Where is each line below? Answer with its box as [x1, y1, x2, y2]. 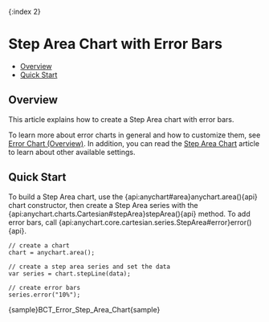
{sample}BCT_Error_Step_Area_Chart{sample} [8, 304, 161, 314]
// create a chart [8, 241, 70, 250]
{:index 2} [8, 7, 42, 16]
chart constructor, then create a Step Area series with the [8, 200, 198, 210]
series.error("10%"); [8, 291, 81, 299]
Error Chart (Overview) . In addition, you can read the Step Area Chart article [8, 138, 259, 148]
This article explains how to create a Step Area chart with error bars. [8, 114, 234, 124]
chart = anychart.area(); [8, 248, 95, 256]
